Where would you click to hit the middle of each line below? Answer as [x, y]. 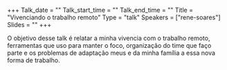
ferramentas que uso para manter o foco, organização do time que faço [109, 45]
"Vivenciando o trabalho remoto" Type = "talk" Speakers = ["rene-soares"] [114, 17]
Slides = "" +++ [29, 25]
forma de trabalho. [34, 60]
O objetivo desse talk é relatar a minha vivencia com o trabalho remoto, [109, 38]
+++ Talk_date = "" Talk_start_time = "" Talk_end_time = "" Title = [100, 10]
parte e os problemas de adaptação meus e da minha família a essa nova [111, 53]
